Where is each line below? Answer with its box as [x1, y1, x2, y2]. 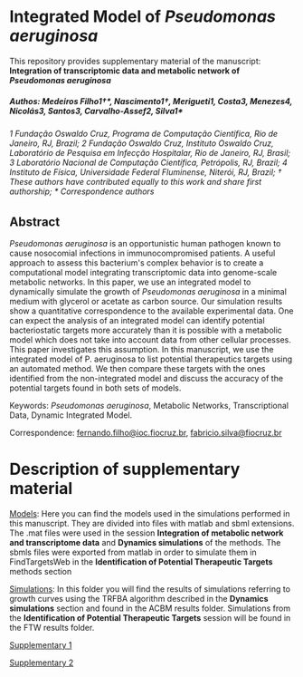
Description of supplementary [9, 459, 241, 479]
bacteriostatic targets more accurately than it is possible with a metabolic [9, 324, 283, 335]
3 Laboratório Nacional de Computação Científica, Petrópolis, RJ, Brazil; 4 [9, 157, 288, 168]
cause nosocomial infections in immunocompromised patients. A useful [9, 247, 276, 258]
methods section [9, 566, 72, 576]
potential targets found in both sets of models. [9, 382, 182, 393]
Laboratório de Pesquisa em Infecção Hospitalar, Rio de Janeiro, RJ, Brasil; [9, 147, 291, 158]
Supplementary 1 [9, 639, 72, 650]
